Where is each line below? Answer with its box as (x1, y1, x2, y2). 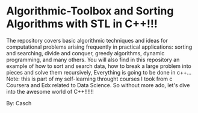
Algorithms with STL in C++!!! (6, 17, 158, 31)
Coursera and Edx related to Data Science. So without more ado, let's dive (6, 81, 190, 88)
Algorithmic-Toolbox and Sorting (6, 4, 174, 18)
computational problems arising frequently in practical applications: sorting (6, 43, 193, 50)
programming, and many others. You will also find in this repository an (6, 56, 180, 63)
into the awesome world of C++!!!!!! (6, 88, 94, 95)
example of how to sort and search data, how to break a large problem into (6, 62, 191, 70)
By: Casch (6, 99, 32, 106)
